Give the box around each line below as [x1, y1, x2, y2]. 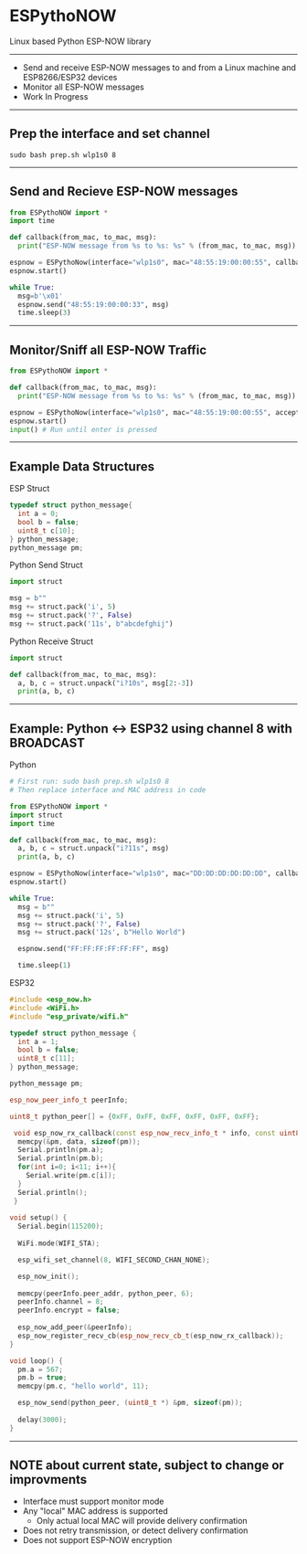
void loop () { [9, 1356, 64, 1366]
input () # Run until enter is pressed [9, 425, 157, 434]
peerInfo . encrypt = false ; [17, 1306, 121, 1316]
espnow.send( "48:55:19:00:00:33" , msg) [17, 300, 170, 309]
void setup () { [9, 1213, 68, 1222]
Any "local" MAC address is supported [22, 1506, 168, 1517]
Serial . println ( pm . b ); [17, 1154, 104, 1163]
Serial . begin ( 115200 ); [17, 1221, 104, 1232]
